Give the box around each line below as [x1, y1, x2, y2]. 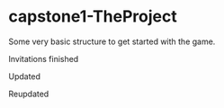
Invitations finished [8, 53, 79, 64]
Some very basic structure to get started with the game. [8, 36, 216, 47]
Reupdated [8, 88, 49, 99]
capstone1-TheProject [8, 6, 177, 27]
